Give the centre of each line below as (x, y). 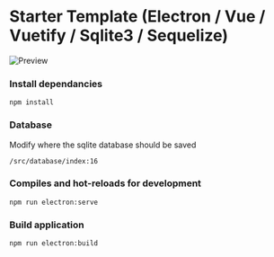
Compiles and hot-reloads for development (106, 183)
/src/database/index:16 (54, 161)
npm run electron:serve (54, 202)
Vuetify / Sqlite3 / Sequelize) (119, 35)
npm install (31, 102)
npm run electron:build (54, 244)
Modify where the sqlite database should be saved (103, 145)
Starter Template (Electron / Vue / (137, 17)
